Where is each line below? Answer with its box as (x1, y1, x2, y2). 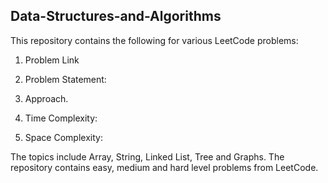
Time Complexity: (24, 112, 98, 124)
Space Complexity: (24, 131, 103, 143)
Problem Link (24, 54, 80, 66)
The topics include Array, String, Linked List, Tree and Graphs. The (10, 150, 285, 163)
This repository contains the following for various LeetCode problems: (10, 34, 299, 46)
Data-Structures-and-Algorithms (10, 8, 222, 25)
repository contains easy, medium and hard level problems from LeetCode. (10, 161, 319, 173)
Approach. (24, 92, 69, 104)
